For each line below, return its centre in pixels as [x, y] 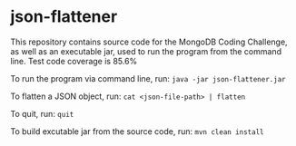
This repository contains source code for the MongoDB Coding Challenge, [149, 42]
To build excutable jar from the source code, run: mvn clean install [137, 131]
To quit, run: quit [42, 113]
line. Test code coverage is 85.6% [74, 61]
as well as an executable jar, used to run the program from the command [146, 51]
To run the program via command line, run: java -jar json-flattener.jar [148, 78]
